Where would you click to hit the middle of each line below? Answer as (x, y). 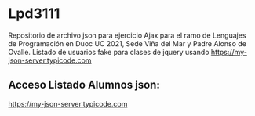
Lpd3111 (34, 14)
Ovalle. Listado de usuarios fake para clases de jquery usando (109, 52)
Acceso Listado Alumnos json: (84, 85)
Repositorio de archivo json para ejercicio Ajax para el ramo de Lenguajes (127, 35)
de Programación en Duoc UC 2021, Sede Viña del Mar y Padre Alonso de (127, 43)
